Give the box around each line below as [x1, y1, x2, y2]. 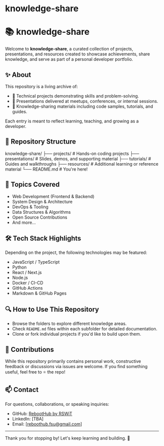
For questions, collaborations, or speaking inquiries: [5, 401, 109, 407]
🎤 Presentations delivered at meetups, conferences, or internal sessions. [12, 98, 159, 104]
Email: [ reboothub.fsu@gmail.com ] [12, 421, 82, 427]
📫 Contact [5, 386, 39, 394]
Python [12, 264, 27, 270]
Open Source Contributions [12, 214, 67, 220]
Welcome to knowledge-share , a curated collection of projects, [5, 46, 133, 52]
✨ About [5, 71, 31, 79]
